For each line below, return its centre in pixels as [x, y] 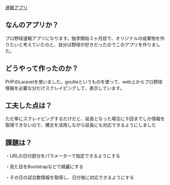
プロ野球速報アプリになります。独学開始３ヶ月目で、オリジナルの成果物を [83, 38]
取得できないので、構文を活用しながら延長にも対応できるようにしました [81, 125]
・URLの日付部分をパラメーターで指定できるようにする [63, 156]
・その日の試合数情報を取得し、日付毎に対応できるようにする [70, 177]
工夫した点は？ [29, 106]
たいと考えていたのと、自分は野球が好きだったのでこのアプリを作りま [83, 44]
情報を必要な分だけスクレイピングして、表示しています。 [65, 88]
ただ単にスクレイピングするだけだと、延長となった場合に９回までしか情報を [85, 119]
